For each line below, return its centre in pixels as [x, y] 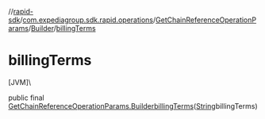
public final [27, 98]
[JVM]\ [20, 82]
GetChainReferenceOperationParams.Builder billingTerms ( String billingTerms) [133, 106]
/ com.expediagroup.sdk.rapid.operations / [88, 20]
